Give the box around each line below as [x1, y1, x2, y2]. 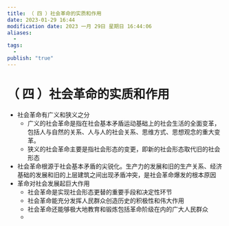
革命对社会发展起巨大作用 [17, 179, 90, 188]
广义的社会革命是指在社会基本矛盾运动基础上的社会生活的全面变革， [27, 119, 221, 127]
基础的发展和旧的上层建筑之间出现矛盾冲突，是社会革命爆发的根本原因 [17, 170, 217, 179]
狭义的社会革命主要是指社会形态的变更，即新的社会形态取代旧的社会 [27, 145, 221, 153]
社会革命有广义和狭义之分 [17, 111, 90, 119]
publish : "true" [7, 55, 54, 62]
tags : [7, 42, 23, 49]
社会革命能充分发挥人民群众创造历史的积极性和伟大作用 [27, 196, 184, 205]
